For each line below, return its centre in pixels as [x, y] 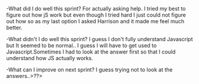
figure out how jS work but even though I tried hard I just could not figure [96, 15]
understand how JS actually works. [50, 58]
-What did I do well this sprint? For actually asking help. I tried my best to [96, 9]
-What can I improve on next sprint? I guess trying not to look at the [89, 70]
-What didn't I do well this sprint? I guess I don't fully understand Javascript [99, 39]
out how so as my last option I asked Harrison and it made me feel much [95, 21]
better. [14, 27]
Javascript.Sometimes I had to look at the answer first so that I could [91, 52]
